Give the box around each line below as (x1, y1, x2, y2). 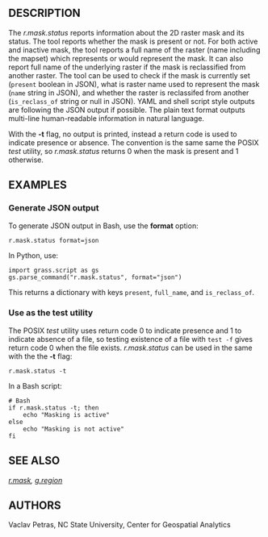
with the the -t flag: (8, 351, 73, 361)
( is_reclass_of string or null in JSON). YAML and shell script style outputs (8, 96, 256, 106)
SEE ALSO (8, 454, 61, 468)
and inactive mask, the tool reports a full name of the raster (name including (8, 44, 261, 55)
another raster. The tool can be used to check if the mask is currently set (8, 70, 250, 80)
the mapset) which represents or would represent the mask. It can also (8, 53, 244, 63)
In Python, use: (8, 250, 59, 260)
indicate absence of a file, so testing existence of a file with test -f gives (8, 334, 253, 343)
